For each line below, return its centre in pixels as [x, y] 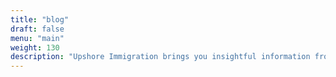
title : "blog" [40, 19]
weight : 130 [35, 47]
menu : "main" [37, 38]
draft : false [37, 29]
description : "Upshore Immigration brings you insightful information [160, 57]
